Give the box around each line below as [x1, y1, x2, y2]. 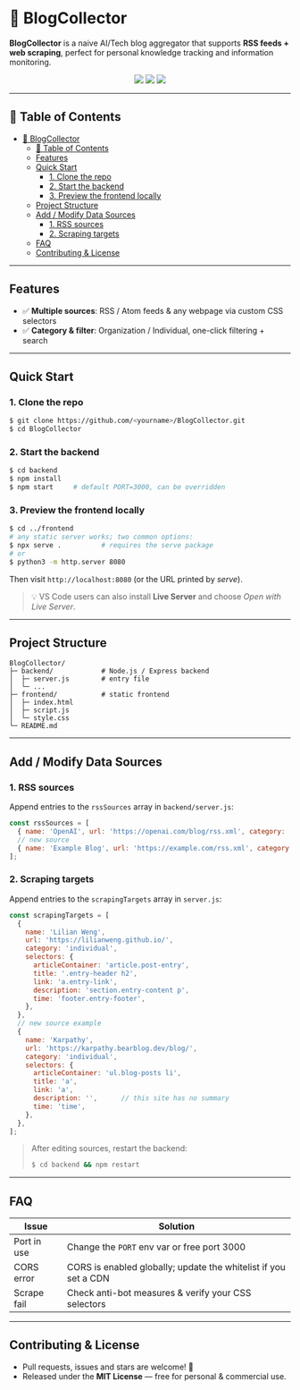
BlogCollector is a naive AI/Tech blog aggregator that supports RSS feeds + [9, 38, 289, 48]
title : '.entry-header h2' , [32, 969, 138, 978]
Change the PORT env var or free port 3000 [66, 1241, 246, 1253]
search [21, 335, 48, 345]
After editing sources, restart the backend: [30, 1143, 187, 1154]
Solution [158, 1220, 195, 1233]
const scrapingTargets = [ [9, 911, 110, 920]
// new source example [17, 1019, 102, 1028]
